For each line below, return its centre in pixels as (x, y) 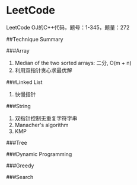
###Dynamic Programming (39, 154)
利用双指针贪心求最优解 (43, 70)
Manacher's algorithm (42, 125)
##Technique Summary (35, 39)
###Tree (17, 142)
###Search (20, 177)
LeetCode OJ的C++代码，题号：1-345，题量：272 (68, 27)
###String (18, 106)
